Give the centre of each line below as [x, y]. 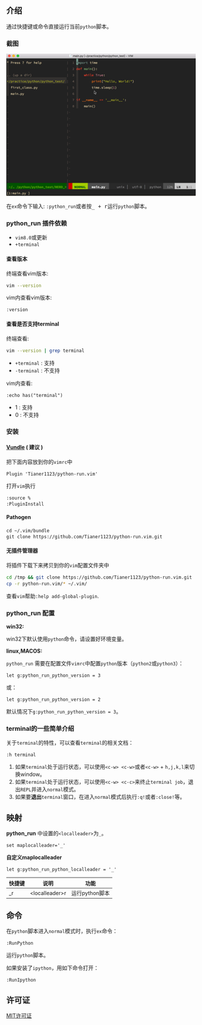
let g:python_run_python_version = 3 [54, 676]
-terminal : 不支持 [37, 370]
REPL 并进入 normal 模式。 [50, 789]
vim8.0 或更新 [31, 238]
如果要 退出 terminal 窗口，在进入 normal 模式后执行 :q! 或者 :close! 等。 [100, 797]
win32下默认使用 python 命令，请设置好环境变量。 [67, 639]
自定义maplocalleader [34, 857]
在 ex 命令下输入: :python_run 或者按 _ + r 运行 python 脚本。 [78, 206]
